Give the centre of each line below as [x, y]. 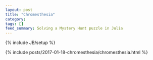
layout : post [19, 10]
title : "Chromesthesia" [30, 14]
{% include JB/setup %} [30, 42]
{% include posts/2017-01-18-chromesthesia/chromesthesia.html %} [76, 52]
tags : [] [14, 24]
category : [16, 19]
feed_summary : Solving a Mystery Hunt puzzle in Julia [64, 28]
